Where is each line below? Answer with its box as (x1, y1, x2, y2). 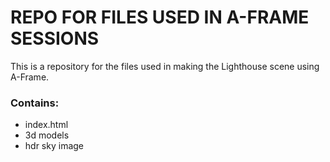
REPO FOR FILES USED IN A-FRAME (10, 6, 310, 29)
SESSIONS (10, 27, 100, 50)
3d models (24, 129, 70, 141)
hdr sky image (24, 140, 84, 152)
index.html (24, 119, 69, 131)
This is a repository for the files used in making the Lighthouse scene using (10, 60, 320, 72)
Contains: (10, 96, 60, 110)
